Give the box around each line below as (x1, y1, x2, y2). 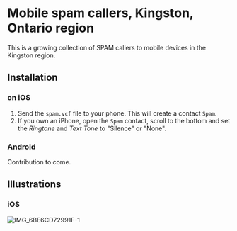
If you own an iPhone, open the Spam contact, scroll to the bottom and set (17, 116, 231, 125)
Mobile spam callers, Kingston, (7, 5, 194, 21)
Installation (7, 72, 58, 84)
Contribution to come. (7, 157, 71, 166)
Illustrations (7, 179, 62, 191)
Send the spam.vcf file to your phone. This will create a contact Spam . (17, 108, 217, 118)
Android (7, 142, 36, 152)
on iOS (7, 93, 30, 103)
